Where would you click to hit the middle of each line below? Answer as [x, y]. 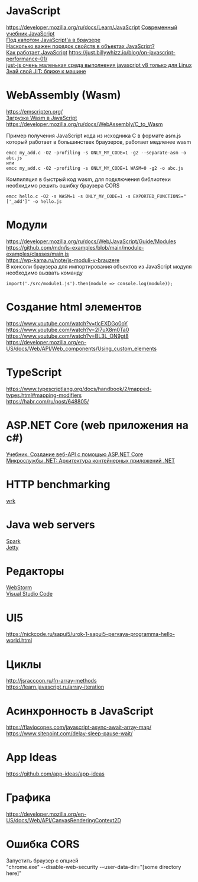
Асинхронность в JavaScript [80, 711]
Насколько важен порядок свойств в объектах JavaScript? [80, 46]
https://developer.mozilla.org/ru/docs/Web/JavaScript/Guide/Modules [91, 241]
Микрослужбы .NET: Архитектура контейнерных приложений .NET [91, 460]
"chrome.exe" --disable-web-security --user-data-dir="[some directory [94, 867]
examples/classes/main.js [38, 254]
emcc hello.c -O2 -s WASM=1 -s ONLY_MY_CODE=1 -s [69, 196]
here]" [14, 873]
